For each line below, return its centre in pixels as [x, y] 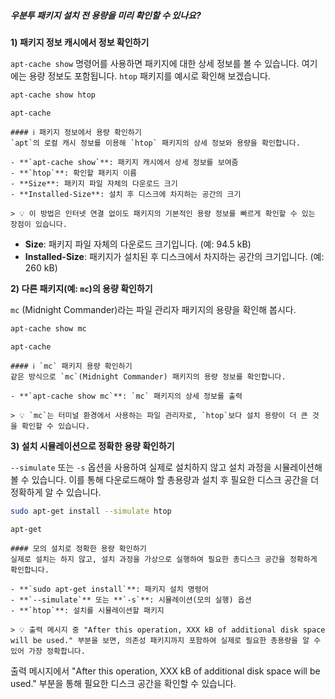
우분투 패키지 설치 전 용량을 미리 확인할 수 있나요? [106, 15]
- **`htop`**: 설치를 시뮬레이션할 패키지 [87, 610]
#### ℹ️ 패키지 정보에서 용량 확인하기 [76, 132]
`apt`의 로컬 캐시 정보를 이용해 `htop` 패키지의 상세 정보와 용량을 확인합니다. [155, 143]
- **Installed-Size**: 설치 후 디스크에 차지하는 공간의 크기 [126, 194]
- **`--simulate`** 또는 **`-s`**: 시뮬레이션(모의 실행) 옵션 [131, 600]
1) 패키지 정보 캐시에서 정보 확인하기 [80, 42]
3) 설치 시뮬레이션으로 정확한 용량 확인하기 [92, 446]
